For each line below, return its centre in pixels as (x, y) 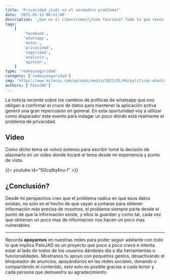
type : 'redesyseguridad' (31, 72)
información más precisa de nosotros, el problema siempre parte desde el (82, 209)
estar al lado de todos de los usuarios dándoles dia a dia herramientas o (80, 251)
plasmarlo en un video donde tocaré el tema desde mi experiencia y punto (83, 155)
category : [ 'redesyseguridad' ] (38, 76)
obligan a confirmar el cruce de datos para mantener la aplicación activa (81, 105)
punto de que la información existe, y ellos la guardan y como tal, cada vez (83, 215)
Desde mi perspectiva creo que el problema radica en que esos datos (78, 198)
